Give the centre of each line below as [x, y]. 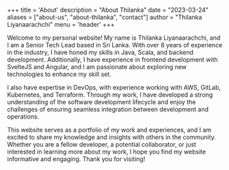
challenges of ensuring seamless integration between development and [108, 109]
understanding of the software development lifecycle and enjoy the [102, 102]
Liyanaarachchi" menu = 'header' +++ [61, 24]
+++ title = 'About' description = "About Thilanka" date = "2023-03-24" [108, 10]
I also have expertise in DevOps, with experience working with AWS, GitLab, [114, 87]
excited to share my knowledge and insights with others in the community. [112, 137]
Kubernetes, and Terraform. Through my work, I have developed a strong [110, 95]
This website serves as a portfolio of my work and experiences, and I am [109, 130]
